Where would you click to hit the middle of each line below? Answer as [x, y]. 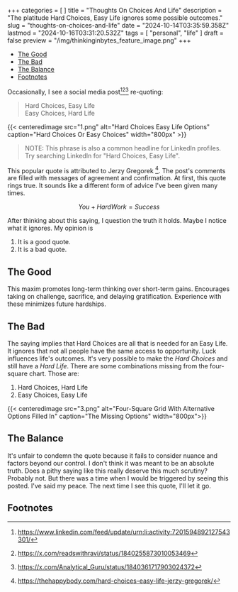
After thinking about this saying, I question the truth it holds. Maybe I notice [117, 221]
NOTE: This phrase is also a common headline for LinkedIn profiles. [123, 148]
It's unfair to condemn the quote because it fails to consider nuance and [113, 455]
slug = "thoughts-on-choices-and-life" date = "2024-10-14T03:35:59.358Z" [118, 25]
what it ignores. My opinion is [50, 228]
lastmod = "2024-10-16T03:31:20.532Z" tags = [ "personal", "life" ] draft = [116, 33]
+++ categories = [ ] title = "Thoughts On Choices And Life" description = [115, 10]
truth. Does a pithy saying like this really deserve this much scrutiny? [107, 471]
